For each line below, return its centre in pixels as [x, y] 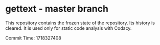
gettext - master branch [57, 9]
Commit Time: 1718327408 [33, 38]
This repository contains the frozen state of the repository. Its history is [80, 23]
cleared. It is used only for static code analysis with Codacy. [68, 28]
